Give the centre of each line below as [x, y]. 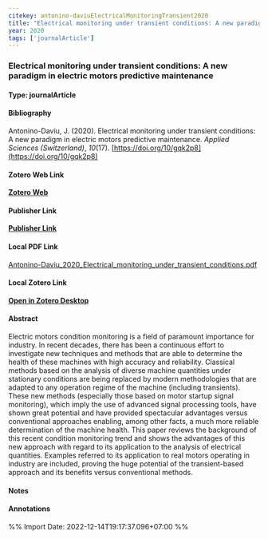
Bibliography [30, 113]
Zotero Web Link [36, 174]
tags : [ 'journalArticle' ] [51, 38]
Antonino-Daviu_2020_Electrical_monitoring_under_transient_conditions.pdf [133, 264]
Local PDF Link [33, 246]
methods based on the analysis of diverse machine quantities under [120, 370]
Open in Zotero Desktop [49, 300]
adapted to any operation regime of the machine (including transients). [124, 387]
